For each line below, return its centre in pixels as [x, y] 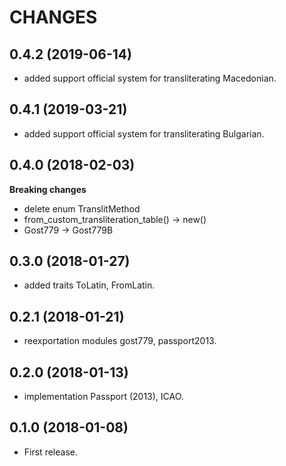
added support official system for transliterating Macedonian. [150, 78]
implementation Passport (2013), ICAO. [103, 397]
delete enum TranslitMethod [82, 208]
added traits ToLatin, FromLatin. [89, 285]
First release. [50, 452]
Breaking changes [48, 189]
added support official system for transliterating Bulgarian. [144, 133]
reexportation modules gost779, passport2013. [120, 341]
